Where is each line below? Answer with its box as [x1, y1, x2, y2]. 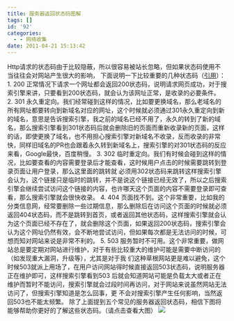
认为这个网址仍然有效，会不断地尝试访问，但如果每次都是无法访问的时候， [7, 228, 221, 236]
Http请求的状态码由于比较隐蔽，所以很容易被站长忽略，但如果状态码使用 [7, 63, 215, 70]
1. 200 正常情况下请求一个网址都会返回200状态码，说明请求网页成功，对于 [7, 80, 221, 88]
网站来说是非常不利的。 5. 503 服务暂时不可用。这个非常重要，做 [31, 237, 218, 244]
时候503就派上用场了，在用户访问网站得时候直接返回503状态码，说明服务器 [7, 263, 225, 271]
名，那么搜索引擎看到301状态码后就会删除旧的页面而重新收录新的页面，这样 [7, 123, 225, 132]
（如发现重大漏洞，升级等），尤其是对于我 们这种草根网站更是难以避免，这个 [7, 254, 226, 262]
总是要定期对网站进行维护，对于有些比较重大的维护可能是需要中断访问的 [13, 245, 221, 253]
